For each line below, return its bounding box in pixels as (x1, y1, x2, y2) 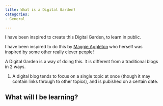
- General (5, 16, 26, 21)
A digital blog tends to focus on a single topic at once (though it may (12, 73, 151, 79)
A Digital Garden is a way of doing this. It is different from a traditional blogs (5, 59, 159, 65)
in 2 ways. (5, 64, 26, 70)
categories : (5, 12, 29, 17)
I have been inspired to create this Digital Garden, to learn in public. (5, 34, 141, 40)
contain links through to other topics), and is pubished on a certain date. (12, 78, 159, 84)
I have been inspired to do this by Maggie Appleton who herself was (5, 44, 143, 50)
